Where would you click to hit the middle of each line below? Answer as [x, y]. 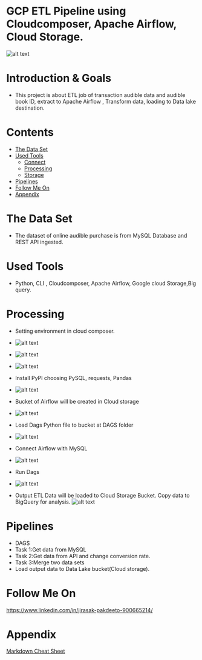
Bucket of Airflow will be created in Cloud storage [77, 401]
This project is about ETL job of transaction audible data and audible [100, 95]
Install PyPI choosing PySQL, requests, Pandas [73, 378]
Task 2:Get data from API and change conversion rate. [83, 556]
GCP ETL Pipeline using [66, 11]
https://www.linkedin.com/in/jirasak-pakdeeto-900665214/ [80, 610]
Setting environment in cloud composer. [65, 331]
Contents [30, 132]
